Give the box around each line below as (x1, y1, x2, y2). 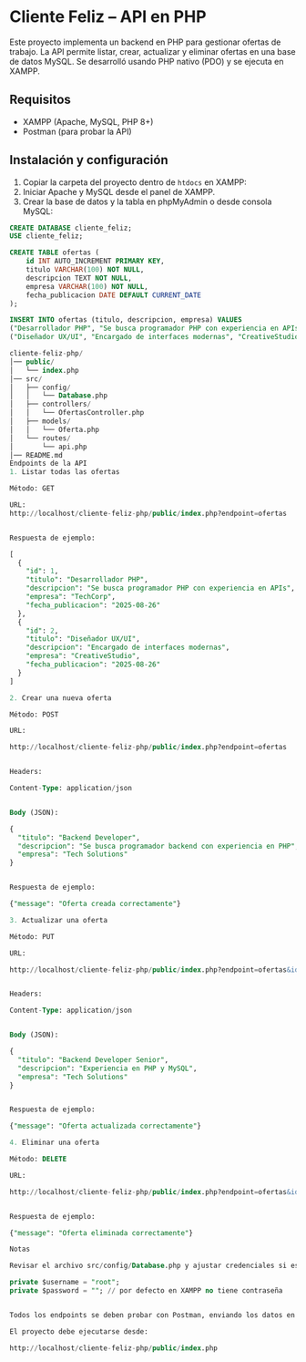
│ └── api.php (9, 442, 88, 451)
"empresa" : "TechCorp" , (25, 593, 117, 602)
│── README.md (9, 450, 64, 459)
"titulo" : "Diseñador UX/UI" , (25, 635, 141, 644)
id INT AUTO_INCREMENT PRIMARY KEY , (25, 257, 166, 266)
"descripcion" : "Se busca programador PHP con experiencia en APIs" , (25, 583, 296, 593)
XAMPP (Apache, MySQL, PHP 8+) (22, 116, 154, 127)
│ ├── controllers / (9, 399, 92, 409)
